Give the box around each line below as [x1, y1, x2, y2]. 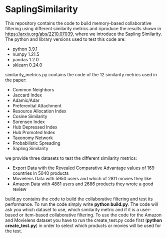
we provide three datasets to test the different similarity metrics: [5, 155, 137, 161]
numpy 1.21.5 [12, 51, 39, 57]
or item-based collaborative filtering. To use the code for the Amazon [19, 212, 162, 218]
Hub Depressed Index [12, 124, 57, 130]
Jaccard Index [12, 92, 42, 98]
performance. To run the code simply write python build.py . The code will [5, 201, 158, 207]
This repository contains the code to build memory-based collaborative [5, 20, 152, 26]
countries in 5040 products [12, 170, 69, 176]
